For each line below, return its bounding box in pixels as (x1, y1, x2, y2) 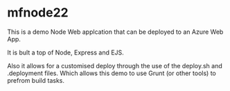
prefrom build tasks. (7, 76, 64, 84)
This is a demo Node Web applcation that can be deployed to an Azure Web (7, 28, 224, 36)
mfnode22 (7, 5, 69, 21)
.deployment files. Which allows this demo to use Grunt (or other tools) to (7, 69, 216, 77)
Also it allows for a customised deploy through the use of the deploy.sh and (7, 61, 223, 70)
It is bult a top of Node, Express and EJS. (7, 48, 125, 57)
